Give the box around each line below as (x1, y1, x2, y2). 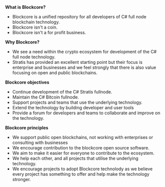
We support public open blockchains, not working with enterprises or (12, 135, 153, 140)
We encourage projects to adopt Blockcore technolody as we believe (12, 166, 153, 172)
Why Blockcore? (5, 39, 40, 45)
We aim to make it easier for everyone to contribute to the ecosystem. (12, 150, 155, 156)
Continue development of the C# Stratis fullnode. (12, 89, 113, 94)
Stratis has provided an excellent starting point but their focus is (12, 59, 143, 65)
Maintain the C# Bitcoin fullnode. (12, 94, 79, 100)
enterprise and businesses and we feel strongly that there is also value (12, 64, 157, 70)
